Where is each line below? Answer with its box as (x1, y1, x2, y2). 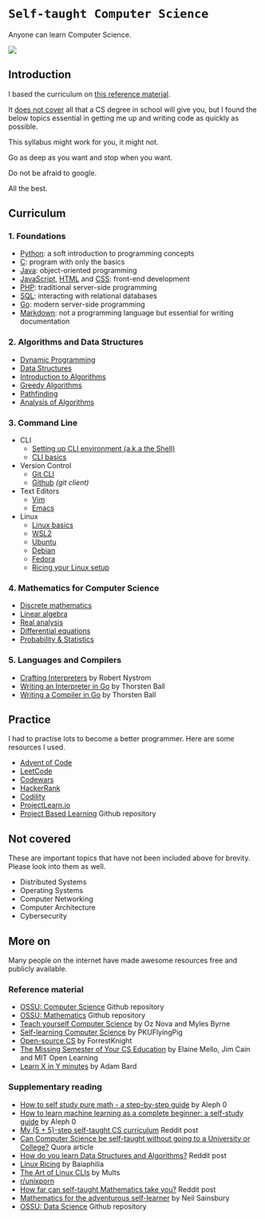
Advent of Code (19, 758, 73, 768)
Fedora (31, 554, 56, 564)
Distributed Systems (19, 877, 87, 887)
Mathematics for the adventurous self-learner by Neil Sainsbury (19, 1193, 230, 1202)
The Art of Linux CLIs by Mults (19, 1167, 121, 1177)
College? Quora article (19, 1142, 94, 1152)
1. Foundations (8, 231, 66, 242)
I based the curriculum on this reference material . (8, 89, 171, 98)
